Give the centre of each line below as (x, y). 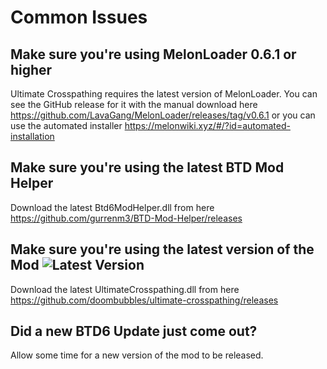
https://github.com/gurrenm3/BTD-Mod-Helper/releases (126, 218)
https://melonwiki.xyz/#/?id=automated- (207, 125)
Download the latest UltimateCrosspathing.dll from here (125, 289)
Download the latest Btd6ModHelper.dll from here (112, 207)
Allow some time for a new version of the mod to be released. (137, 355)
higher (31, 69)
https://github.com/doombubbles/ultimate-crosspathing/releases (144, 300)
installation (32, 136)
